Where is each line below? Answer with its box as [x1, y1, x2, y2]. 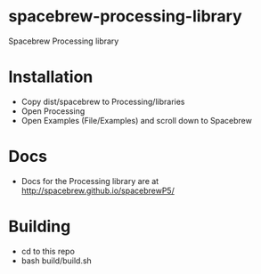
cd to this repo [20, 246, 75, 256]
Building [8, 216, 71, 237]
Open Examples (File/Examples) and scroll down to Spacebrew [20, 115, 253, 125]
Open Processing [20, 105, 86, 117]
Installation [8, 67, 94, 87]
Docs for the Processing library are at [20, 175, 159, 186]
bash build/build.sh [20, 255, 93, 266]
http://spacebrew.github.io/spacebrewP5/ [20, 185, 175, 196]
